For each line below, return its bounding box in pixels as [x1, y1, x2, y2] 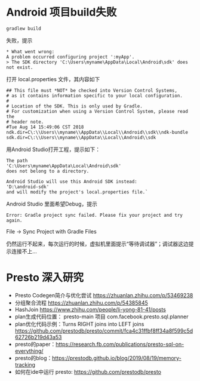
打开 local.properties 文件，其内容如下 [6, 75, 100, 82]
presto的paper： [14, 340, 56, 348]
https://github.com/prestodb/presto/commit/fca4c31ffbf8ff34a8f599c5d [14, 327, 193, 334]
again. [6, 217, 23, 223]
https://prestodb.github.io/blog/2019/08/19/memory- [51, 354, 182, 361]
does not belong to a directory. [6, 168, 90, 174]
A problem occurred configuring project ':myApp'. [6, 54, 135, 60]
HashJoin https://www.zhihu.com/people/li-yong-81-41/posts [14, 306, 166, 313]
